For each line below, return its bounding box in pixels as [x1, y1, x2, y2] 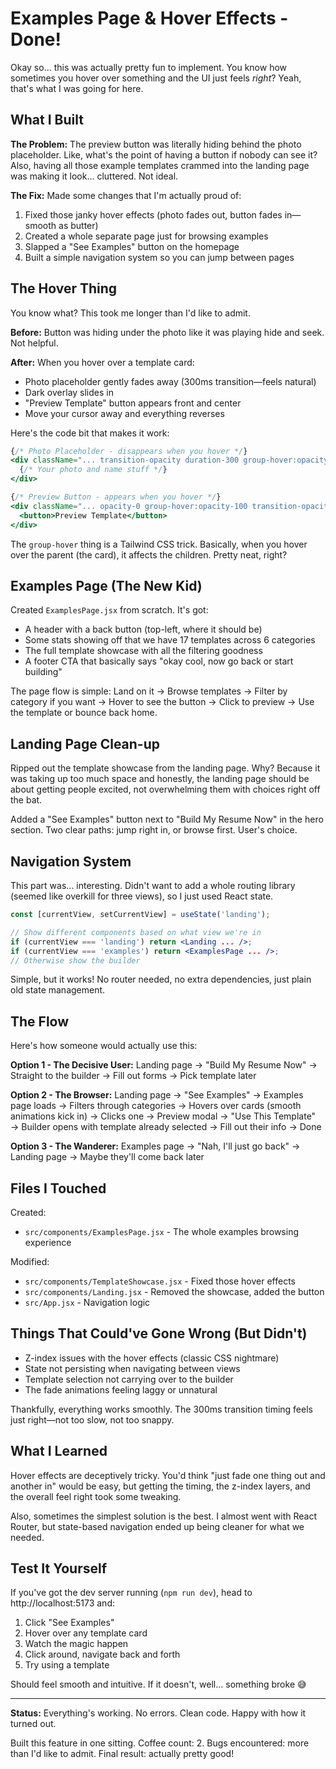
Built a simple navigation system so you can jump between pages [24, 251, 295, 263]
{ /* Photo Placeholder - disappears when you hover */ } [10, 446, 248, 456]
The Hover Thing [10, 280, 118, 297]
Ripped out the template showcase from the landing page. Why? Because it [10, 762, 321, 774]
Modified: [10, 1256, 50, 1267]
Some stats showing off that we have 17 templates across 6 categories [24, 634, 316, 646]
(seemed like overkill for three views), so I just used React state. [10, 890, 274, 902]
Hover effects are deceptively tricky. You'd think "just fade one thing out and [10, 1469, 326, 1481]
